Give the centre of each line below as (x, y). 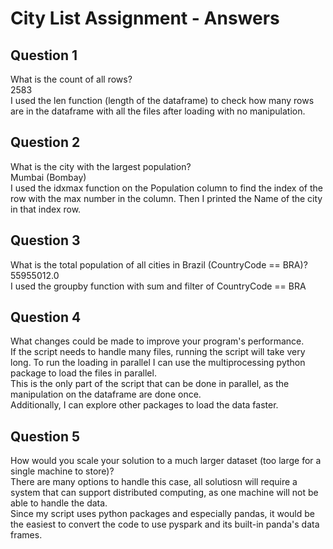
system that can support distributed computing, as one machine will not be (164, 493)
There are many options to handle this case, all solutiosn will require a (154, 482)
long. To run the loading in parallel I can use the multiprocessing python (158, 363)
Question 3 (45, 240)
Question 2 (45, 142)
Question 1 (44, 55)
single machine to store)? (62, 471)
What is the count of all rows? (71, 79)
